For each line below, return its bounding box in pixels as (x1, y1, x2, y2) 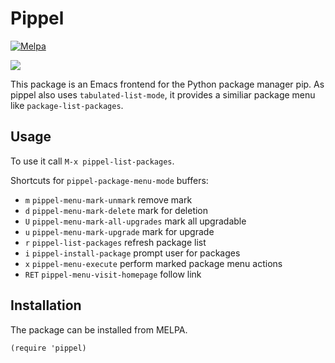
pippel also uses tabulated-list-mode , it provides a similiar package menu (10, 88, 316, 101)
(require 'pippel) (10, 343, 87, 353)
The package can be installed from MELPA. (10, 323, 188, 336)
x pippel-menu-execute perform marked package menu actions (24, 257, 283, 269)
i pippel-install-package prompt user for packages (24, 247, 241, 259)
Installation (10, 297, 82, 314)
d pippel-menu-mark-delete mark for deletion (24, 204, 209, 216)
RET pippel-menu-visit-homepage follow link (24, 268, 202, 280)
